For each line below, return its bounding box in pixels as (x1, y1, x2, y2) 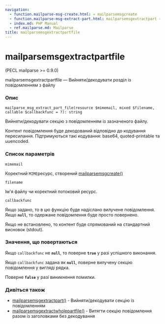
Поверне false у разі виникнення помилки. (5, 274, 96, 280)
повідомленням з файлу (5, 82, 55, 88)
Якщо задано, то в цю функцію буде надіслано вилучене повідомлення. (5, 207, 156, 213)
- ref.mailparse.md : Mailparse (9, 26, 74, 30)
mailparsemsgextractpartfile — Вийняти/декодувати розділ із (5, 77, 131, 82)
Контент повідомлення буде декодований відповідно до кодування (5, 128, 146, 134)
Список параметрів (5, 151, 55, 158)
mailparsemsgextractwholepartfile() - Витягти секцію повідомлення (12, 308, 152, 314)
